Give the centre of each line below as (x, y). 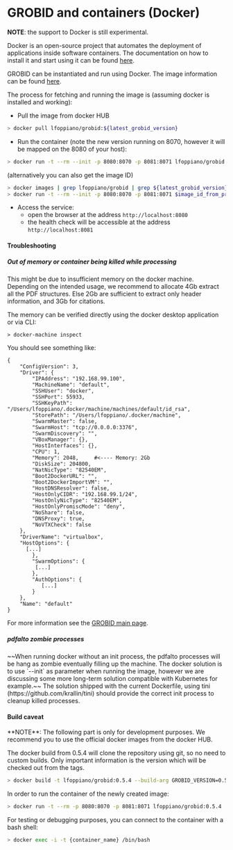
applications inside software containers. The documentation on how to (108, 53)
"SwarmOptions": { (59, 561)
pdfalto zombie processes (46, 639)
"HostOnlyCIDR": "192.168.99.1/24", (85, 495)
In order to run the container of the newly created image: (88, 794)
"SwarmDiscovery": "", (65, 433)
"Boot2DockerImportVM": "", (72, 482)
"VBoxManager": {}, (60, 440)
